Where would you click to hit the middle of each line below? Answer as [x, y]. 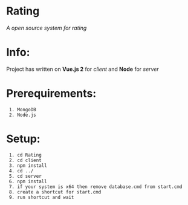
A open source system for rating [47, 28]
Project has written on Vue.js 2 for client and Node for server [83, 69]
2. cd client [25, 160]
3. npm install [28, 165]
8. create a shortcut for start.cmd [55, 192]
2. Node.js [22, 115]
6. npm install [28, 181]
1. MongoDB [22, 109]
